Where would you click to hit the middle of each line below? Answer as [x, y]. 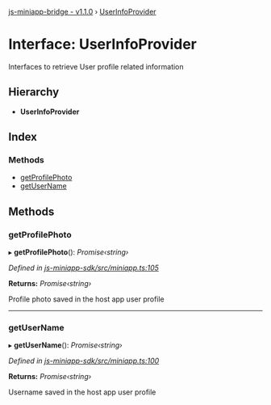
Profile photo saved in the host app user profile [87, 299]
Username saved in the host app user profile [82, 392]
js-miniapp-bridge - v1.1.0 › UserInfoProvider [82, 12]
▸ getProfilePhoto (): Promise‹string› [69, 252]
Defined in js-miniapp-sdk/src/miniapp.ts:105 [83, 268]
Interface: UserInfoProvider [103, 44]
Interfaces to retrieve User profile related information [96, 66]
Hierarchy [34, 92]
